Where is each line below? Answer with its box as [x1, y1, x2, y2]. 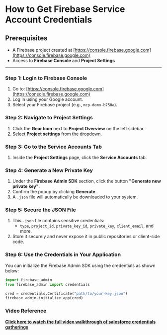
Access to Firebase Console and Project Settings [12, 58, 115, 63]
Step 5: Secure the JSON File [5, 206, 76, 213]
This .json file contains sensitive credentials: [12, 218, 104, 224]
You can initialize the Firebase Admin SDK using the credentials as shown [5, 262, 156, 268]
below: [5, 267, 19, 274]
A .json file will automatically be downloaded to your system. [12, 194, 138, 200]
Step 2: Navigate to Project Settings [5, 114, 93, 121]
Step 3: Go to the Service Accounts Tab [5, 143, 102, 150]
